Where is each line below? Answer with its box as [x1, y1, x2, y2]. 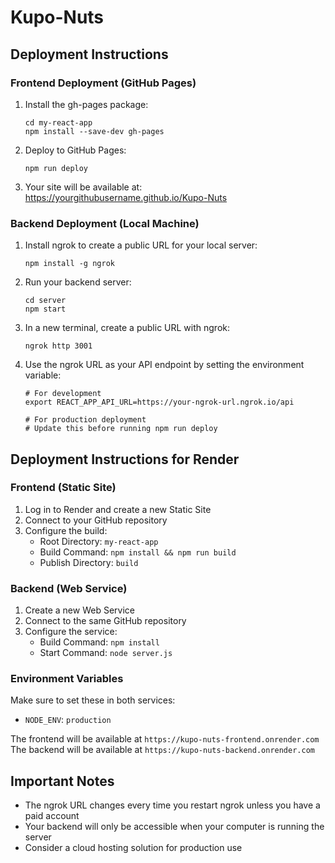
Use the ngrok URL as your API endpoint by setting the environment [24, 359, 305, 371]
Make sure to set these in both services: [10, 694, 176, 706]
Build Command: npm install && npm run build [39, 546, 237, 558]
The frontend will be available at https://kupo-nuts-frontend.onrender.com [10, 733, 320, 745]
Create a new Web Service [24, 604, 135, 616]
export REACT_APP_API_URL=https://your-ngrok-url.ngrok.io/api [24, 397, 295, 408]
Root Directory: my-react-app [39, 535, 159, 547]
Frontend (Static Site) [10, 481, 117, 495]
